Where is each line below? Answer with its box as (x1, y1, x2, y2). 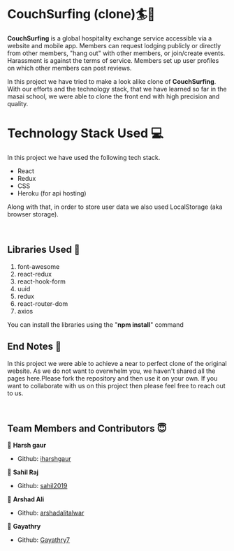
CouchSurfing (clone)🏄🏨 (7, 6, 156, 22)
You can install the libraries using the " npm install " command (7, 320, 184, 329)
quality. (7, 99, 29, 108)
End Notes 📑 (7, 341, 61, 353)
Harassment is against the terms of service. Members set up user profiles (7, 56, 219, 64)
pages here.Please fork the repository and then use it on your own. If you (7, 374, 218, 382)
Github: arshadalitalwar (17, 508, 85, 517)
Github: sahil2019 (17, 482, 68, 490)
